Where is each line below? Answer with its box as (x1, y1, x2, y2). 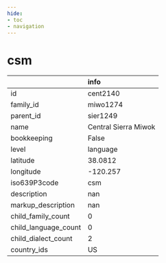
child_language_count (10, 222, 81, 232)
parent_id (10, 111, 41, 121)
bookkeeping (10, 133, 53, 143)
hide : (7, 10, 23, 17)
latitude (10, 156, 35, 165)
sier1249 (87, 111, 118, 121)
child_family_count (10, 211, 70, 221)
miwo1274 (87, 100, 123, 110)
